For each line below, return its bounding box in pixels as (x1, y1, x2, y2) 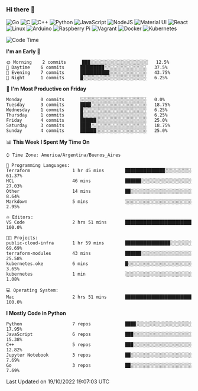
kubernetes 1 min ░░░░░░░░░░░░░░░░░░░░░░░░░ (6, 272, 192, 277)
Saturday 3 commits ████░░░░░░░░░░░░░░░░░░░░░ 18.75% (6, 122, 170, 129)
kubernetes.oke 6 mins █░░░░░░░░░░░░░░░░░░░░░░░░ (6, 261, 192, 267)
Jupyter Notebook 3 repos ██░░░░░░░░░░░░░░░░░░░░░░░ (6, 352, 192, 358)
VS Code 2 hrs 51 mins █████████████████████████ (6, 219, 192, 225)
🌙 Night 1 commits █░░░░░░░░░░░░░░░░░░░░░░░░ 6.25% (6, 75, 168, 81)
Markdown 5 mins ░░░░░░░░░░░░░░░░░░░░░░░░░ (6, 199, 192, 205)
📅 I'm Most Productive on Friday (6, 85, 87, 92)
